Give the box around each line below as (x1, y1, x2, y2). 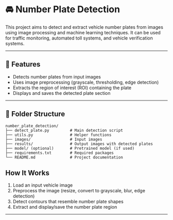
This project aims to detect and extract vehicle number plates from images (5, 24, 164, 30)
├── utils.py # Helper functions (5, 132, 112, 137)
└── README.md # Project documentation (5, 154, 124, 160)
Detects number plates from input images (12, 73, 101, 79)
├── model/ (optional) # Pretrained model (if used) (5, 146, 135, 151)
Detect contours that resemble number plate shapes (12, 198, 124, 205)
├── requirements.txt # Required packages (5, 150, 114, 155)
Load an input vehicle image (12, 182, 73, 188)
